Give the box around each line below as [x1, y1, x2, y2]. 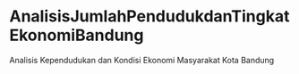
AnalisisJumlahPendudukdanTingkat [9, 6, 290, 27]
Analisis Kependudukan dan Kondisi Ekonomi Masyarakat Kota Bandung [9, 54, 275, 65]
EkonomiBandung [9, 25, 144, 45]
